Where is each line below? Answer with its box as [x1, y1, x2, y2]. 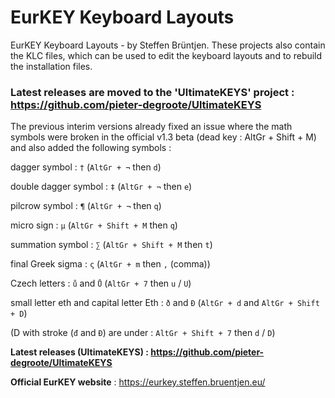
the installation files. [10, 60, 93, 72]
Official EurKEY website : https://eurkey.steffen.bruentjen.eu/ [10, 376, 266, 388]
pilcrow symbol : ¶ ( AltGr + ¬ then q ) [10, 200, 162, 212]
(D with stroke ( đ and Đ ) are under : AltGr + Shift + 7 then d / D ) [10, 327, 276, 339]
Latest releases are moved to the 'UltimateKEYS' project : [10, 85, 295, 99]
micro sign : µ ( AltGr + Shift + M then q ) [10, 219, 178, 231]
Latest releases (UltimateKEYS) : [10, 346, 150, 358]
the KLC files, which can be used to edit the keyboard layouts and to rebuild [10, 49, 323, 61]
